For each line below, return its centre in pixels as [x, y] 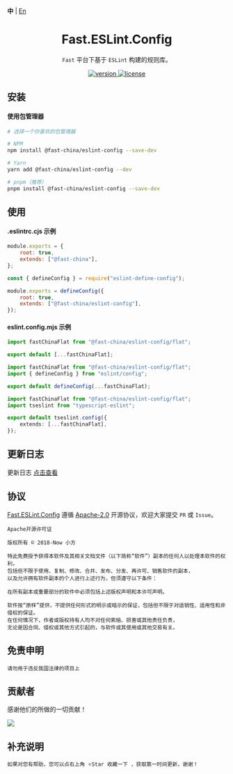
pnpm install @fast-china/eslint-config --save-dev [83, 188]
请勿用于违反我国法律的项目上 [43, 668]
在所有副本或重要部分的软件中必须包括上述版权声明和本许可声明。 [88, 591]
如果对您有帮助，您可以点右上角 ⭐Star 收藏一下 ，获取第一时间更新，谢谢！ [103, 765]
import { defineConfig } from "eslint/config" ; [78, 373]
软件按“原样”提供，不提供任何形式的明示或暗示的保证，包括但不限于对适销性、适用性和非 [116, 605]
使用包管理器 [25, 116]
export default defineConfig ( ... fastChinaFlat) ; [79, 386]
